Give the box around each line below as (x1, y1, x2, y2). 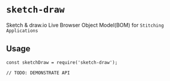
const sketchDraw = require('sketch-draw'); (6, 59, 118, 66)
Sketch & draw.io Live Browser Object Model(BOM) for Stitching (6, 21, 164, 28)
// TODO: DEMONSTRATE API (6, 70, 70, 76)
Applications (6, 28, 39, 34)
